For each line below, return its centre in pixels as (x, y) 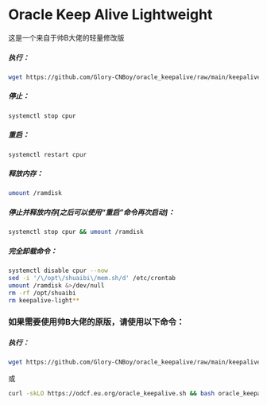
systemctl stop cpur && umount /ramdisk (76, 232)
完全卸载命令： (33, 251)
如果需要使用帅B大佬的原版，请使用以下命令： (97, 322)
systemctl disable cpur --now (58, 271)
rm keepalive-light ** (44, 300)
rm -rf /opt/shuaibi (43, 293)
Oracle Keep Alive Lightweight (110, 15)
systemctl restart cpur (48, 154)
